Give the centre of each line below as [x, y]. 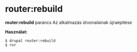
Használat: [16, 32]
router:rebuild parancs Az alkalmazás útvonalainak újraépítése [68, 22]
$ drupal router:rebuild [30, 41]
